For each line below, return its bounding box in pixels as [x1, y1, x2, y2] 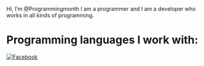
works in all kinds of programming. [6, 12, 94, 19]
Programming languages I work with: [6, 33, 198, 47]
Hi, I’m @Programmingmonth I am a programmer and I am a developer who [6, 5, 196, 12]
